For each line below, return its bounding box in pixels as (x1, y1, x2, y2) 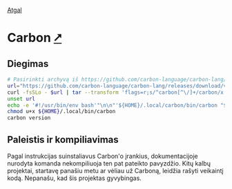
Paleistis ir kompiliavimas (7, 134, 119, 146)
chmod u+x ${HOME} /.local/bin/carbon (7, 108, 116, 115)
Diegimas (7, 58, 49, 70)
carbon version (7, 115, 51, 121)
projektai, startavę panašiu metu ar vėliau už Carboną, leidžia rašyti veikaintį (7, 166, 224, 175)
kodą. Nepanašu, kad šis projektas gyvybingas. (7, 174, 142, 182)
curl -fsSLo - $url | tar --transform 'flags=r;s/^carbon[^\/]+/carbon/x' (7, 89, 227, 96)
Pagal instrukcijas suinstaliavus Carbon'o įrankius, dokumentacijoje (7, 152, 198, 160)
